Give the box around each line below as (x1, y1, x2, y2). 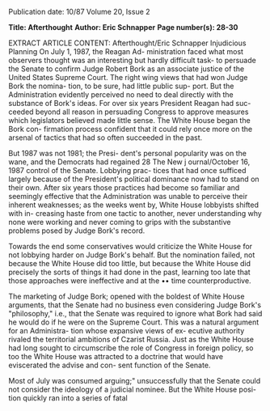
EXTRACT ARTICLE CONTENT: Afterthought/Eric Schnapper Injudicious (8, 38, 247, 48)
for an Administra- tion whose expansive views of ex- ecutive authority (8, 326, 245, 335)
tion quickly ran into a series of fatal (8, 393, 128, 403)
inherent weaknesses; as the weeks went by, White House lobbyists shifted (8, 200, 259, 210)
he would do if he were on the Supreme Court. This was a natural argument (8, 317, 259, 327)
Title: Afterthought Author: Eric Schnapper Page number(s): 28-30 (8, 23, 238, 32)
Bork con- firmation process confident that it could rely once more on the (8, 125, 253, 133)
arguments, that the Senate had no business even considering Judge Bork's (8, 300, 261, 310)
